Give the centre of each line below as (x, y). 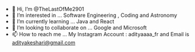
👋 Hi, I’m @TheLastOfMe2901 (48, 9)
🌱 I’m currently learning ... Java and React (63, 21)
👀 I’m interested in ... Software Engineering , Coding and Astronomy (94, 15)
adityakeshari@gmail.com (43, 43)
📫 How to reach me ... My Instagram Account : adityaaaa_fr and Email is (100, 34)
